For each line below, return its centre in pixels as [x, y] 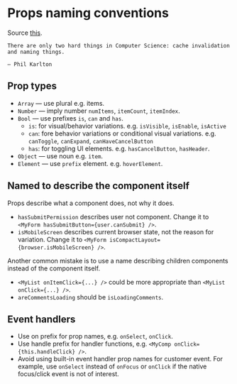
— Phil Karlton [30, 64]
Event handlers [42, 319]
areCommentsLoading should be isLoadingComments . [90, 297]
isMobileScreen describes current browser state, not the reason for [116, 231]
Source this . [25, 33]
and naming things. [36, 52]
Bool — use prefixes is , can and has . [71, 118]
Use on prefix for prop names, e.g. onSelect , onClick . [95, 336]
